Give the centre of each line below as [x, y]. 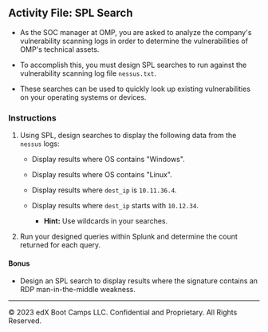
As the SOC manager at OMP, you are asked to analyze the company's [136, 32]
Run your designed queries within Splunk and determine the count [128, 237]
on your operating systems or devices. [83, 97]
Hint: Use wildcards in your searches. [106, 221]
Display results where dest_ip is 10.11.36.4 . [104, 190]
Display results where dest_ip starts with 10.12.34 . [115, 206]
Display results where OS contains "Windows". [108, 160]
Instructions [33, 117]
